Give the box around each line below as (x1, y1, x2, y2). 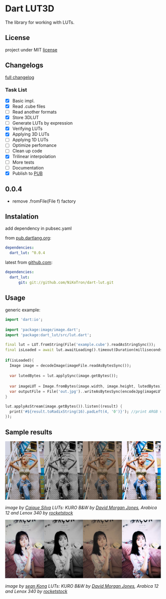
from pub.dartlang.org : (5, 235, 51, 241)
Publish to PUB (12, 170, 43, 176)
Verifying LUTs (12, 126, 43, 131)
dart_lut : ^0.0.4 (9, 251, 45, 256)
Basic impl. (12, 97, 35, 104)
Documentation (12, 165, 44, 171)
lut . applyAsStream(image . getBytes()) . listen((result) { (5, 404, 123, 409)
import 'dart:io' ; (5, 317, 43, 322)
